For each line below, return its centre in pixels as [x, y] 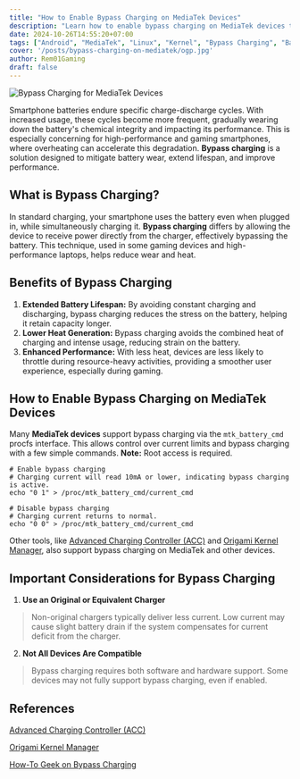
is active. [29, 485]
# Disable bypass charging [59, 509]
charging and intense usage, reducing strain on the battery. [131, 342]
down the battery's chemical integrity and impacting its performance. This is [150, 129]
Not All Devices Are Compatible [82, 654]
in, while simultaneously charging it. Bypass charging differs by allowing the [150, 226]
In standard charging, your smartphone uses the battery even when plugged [150, 216]
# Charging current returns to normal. [83, 516]
